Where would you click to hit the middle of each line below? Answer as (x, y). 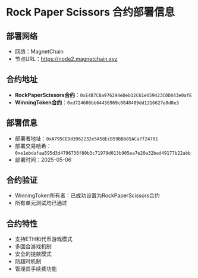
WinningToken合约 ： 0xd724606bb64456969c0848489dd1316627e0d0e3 (97, 102)
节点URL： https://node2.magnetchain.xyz (66, 59)
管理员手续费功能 (36, 269)
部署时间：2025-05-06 (43, 160)
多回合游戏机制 (33, 246)
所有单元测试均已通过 (41, 203)
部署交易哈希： (33, 146)
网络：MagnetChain (39, 51)
